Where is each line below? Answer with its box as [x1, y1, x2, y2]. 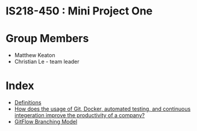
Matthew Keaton [14, 52, 55, 59]
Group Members [5, 32, 89, 46]
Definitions [14, 99, 42, 106]
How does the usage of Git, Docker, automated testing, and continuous [14, 105, 191, 112]
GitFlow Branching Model [14, 118, 78, 126]
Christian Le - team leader [14, 58, 80, 65]
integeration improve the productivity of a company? [14, 112, 145, 119]
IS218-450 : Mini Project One [5, 4, 153, 18]
